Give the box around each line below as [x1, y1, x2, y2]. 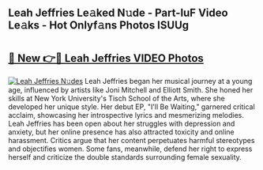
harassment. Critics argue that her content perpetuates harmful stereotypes [8, 136, 255, 145]
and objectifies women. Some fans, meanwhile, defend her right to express [8, 144, 253, 153]
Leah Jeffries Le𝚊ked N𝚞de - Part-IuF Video [8, 6, 228, 20]
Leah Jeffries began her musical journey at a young [85, 77, 253, 85]
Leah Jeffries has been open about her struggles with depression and [8, 119, 235, 128]
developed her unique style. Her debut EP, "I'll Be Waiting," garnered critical [8, 102, 255, 111]
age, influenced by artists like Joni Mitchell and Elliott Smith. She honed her [8, 85, 254, 94]
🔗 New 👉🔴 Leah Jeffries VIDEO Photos [8, 51, 204, 65]
